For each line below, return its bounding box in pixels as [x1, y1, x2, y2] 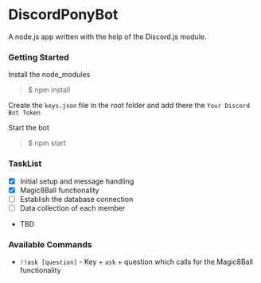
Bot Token [8, 109, 41, 117]
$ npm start [27, 138, 66, 148]
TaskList [8, 158, 42, 169]
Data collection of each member [19, 203, 126, 212]
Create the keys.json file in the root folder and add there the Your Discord [8, 101, 251, 110]
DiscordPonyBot [8, 6, 119, 24]
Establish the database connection [19, 194, 134, 204]
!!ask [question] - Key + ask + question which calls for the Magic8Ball [19, 257, 253, 267]
